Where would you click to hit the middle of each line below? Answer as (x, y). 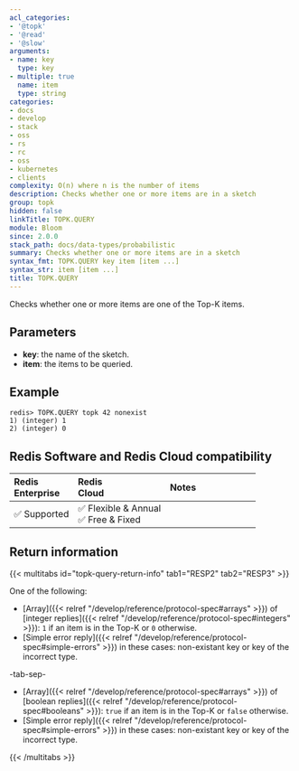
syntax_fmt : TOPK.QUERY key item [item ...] (94, 262)
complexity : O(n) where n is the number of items (105, 186)
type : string (42, 93)
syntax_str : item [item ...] (64, 270)
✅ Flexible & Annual (120, 509)
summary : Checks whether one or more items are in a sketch (125, 253)
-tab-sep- (28, 674)
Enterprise (37, 494)
